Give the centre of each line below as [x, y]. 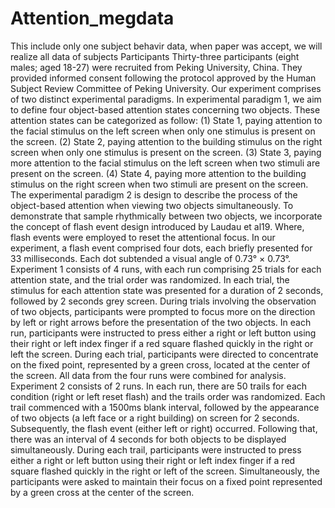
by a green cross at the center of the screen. [102, 492]
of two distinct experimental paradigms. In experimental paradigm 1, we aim [166, 99]
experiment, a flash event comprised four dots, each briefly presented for [161, 248]
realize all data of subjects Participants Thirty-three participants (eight [155, 56]
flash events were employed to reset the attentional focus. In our [143, 237]
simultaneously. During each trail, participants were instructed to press [156, 449]
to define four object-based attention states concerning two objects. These [165, 109]
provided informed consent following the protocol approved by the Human [163, 78]
